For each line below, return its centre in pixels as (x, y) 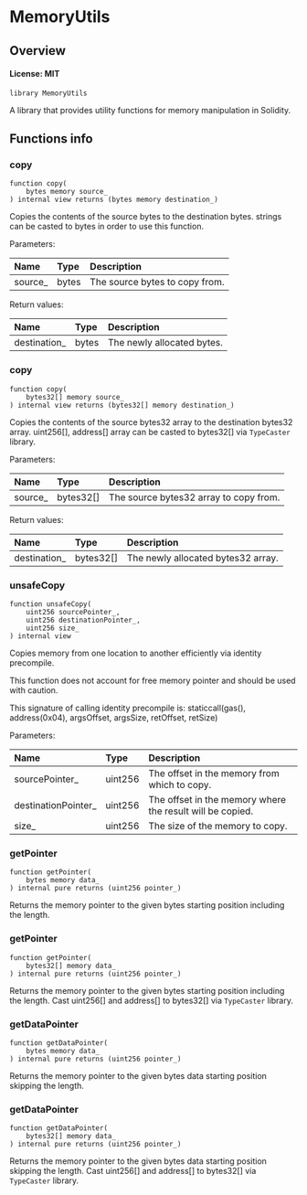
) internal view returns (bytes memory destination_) (114, 200)
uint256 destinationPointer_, (84, 620)
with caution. (34, 690)
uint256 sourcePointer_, (73, 613)
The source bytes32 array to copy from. (194, 497)
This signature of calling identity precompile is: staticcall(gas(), (128, 708)
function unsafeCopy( (51, 604)
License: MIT (35, 74)
